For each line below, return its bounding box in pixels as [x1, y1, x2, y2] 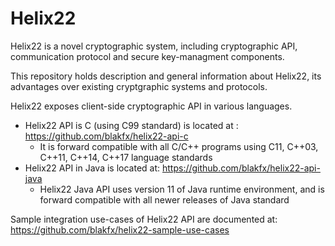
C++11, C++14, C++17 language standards [39, 151, 213, 163]
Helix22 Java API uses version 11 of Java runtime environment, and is [39, 183, 325, 195]
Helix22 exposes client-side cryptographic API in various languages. [10, 100, 293, 112]
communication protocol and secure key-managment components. [10, 50, 285, 62]
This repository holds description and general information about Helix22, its [10, 70, 322, 82]
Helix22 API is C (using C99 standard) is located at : [24, 119, 239, 131]
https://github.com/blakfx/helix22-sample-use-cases [10, 223, 230, 236]
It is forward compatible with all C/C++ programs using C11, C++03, [39, 140, 319, 152]
